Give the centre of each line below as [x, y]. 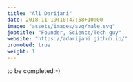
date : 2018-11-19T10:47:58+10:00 [55, 20]
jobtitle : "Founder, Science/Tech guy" [64, 32]
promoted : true [29, 45]
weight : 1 [21, 52]
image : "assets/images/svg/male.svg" [61, 26]
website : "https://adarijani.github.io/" [68, 39]
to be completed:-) [34, 71]
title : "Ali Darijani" [40, 13]
